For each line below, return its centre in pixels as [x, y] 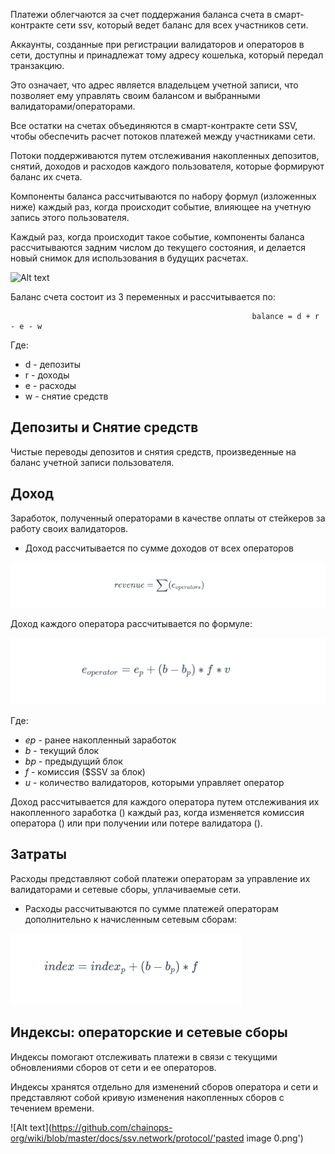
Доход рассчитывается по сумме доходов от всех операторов [159, 548]
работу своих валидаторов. [69, 528]
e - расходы [50, 385]
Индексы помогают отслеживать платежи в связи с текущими [144, 1056]
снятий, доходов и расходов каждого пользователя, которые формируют [167, 166]
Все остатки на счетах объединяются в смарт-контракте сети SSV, [154, 125]
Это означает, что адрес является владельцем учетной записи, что [154, 85]
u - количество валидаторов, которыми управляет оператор [154, 782]
